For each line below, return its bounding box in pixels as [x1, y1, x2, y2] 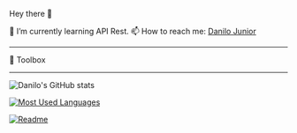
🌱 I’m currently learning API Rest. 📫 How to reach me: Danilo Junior [9, 26, 256, 36]
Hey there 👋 [9, 9, 53, 18]
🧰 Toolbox [9, 55, 46, 65]
